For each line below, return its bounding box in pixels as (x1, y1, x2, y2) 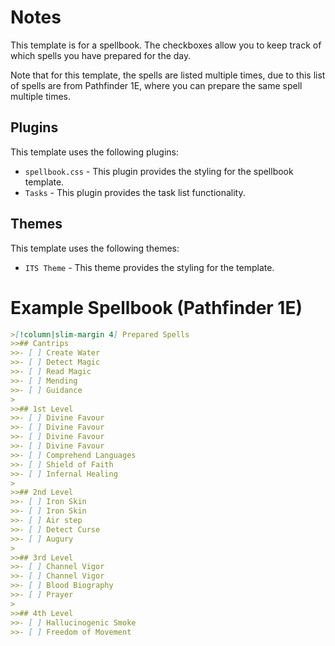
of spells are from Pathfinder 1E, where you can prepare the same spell (10, 79, 303, 91)
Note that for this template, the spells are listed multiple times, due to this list (10, 69, 326, 81)
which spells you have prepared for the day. (10, 49, 192, 61)
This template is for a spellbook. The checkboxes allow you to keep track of (10, 39, 322, 51)
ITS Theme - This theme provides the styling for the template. (24, 261, 275, 273)
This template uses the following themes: (10, 242, 180, 254)
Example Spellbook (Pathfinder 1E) (10, 296, 303, 319)
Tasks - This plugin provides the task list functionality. (24, 186, 246, 198)
